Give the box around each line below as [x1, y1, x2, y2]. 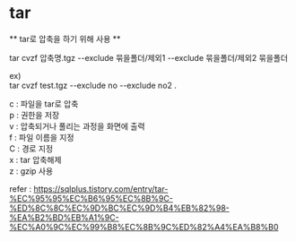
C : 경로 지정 [9, 142, 54, 154]
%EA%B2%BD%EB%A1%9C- [9, 211, 119, 222]
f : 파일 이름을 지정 [9, 132, 74, 142]
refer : [9, 183, 32, 194]
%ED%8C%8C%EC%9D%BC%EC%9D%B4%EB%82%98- [9, 202, 231, 213]
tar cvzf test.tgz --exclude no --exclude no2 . [9, 80, 178, 90]
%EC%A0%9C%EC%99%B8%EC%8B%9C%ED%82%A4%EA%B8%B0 [9, 221, 279, 232]
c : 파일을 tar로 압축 [9, 98, 79, 109]
